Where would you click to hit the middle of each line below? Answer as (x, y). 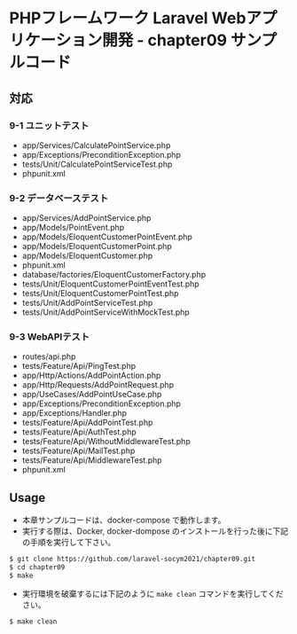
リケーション (56, 40)
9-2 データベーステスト (59, 198)
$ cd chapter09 (37, 567)
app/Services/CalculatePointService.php (96, 145)
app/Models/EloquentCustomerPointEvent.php (107, 237)
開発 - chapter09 (164, 40)
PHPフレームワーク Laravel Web (128, 18)
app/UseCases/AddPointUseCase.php (92, 395)
